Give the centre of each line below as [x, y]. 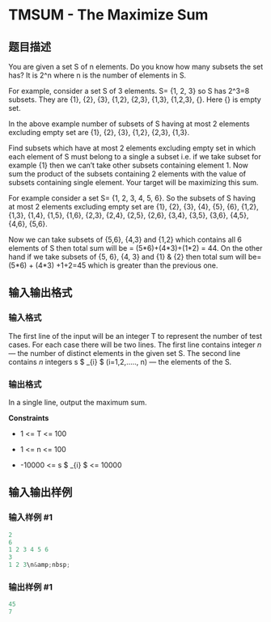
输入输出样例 [40, 492]
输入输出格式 [40, 293]
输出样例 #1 [30, 586]
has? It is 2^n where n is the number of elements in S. [97, 75]
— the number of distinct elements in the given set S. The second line [125, 353]
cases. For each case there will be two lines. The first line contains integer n [135, 345]
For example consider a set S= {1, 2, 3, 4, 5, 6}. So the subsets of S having [132, 198]
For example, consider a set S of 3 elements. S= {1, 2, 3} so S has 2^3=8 [129, 91]
